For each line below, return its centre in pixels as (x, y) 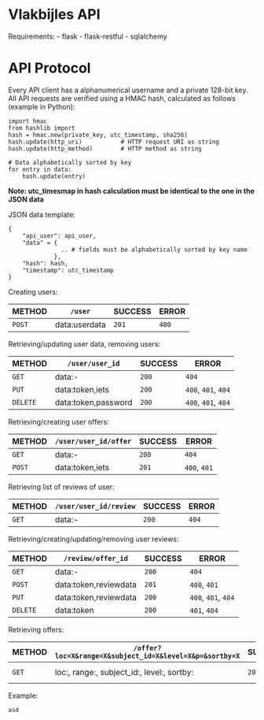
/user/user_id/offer (93, 441)
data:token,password (93, 402)
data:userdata (80, 325)
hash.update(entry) (54, 176)
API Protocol (49, 68)
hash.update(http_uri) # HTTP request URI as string (114, 142)
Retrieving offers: (36, 629)
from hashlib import (42, 128)
